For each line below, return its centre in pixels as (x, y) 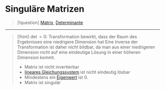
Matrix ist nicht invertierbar (52, 67)
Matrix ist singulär (42, 82)
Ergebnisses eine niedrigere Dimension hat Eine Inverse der (78, 42)
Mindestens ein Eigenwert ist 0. (56, 77)
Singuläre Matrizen (45, 9)
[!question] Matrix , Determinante (50, 22)
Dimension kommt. (36, 57)
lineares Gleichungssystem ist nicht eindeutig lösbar (77, 72)
